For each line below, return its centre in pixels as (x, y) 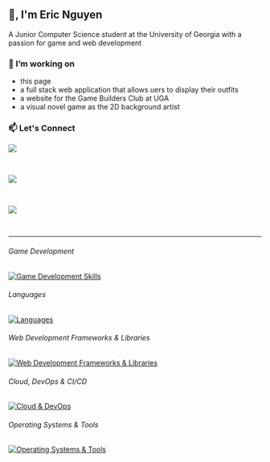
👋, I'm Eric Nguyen (55, 15)
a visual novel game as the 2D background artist (100, 107)
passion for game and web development (75, 43)
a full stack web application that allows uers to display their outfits (129, 90)
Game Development (41, 251)
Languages (27, 295)
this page (35, 81)
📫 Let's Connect (42, 128)
